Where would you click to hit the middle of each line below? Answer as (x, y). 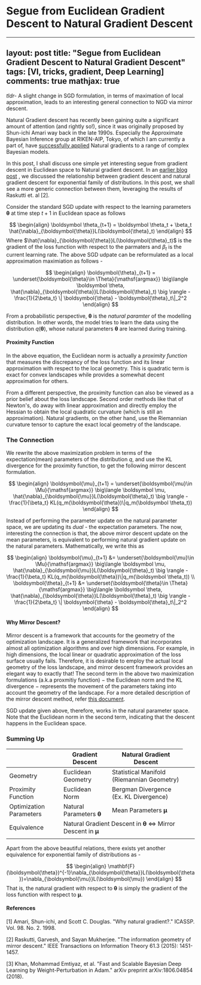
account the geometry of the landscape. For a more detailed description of (98, 693)
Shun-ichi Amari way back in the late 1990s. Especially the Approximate (95, 132)
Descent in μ (81, 831)
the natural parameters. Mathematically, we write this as (75, 546)
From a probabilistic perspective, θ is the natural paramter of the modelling (99, 316)
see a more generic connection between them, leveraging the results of (95, 189)
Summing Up (25, 739)
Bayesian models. (28, 151)
